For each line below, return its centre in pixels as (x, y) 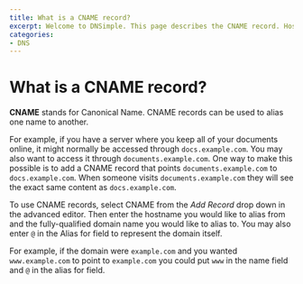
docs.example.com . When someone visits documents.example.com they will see (151, 178)
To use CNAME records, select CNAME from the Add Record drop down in (147, 205)
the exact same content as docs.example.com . (93, 188)
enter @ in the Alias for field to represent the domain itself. (116, 234)
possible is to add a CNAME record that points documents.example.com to (143, 169)
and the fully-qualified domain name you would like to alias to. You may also (150, 224)
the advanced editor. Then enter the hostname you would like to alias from (147, 215)
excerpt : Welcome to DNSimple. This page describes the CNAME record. (145, 26)
